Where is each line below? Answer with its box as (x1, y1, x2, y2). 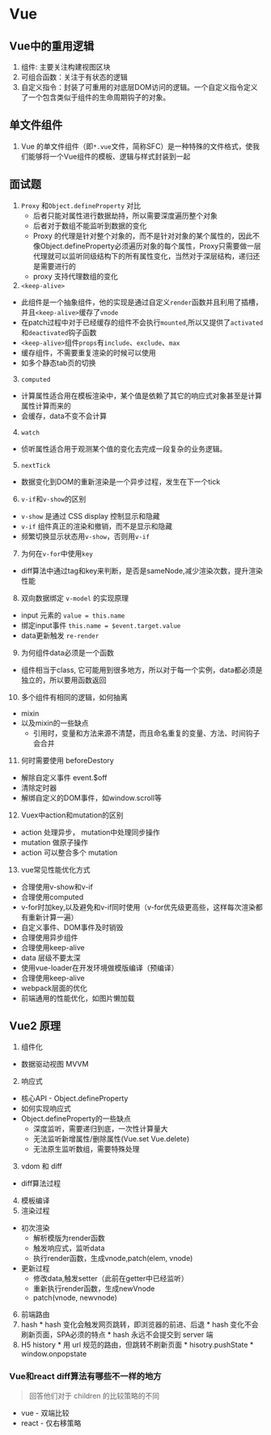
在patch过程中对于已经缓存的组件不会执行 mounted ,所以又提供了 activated (20, 317, 264, 327)
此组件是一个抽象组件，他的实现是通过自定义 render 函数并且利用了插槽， (20, 297, 263, 307)
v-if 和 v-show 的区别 (20, 494, 87, 503)
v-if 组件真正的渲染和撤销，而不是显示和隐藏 (20, 521, 173, 531)
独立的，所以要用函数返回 (20, 675, 107, 685)
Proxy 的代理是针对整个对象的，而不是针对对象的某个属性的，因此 (32, 231, 253, 240)
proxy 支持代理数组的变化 (32, 271, 118, 281)
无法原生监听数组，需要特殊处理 (32, 1144, 140, 1154)
